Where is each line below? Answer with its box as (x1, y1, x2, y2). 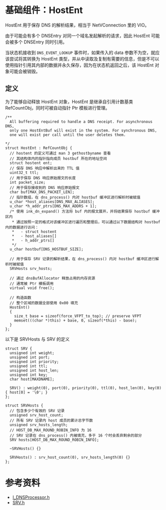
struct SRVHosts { (5, 403, 43, 408)
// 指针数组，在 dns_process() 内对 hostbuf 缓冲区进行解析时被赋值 (9, 194, 141, 200)
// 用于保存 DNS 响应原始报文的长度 (9, 175, 76, 180)
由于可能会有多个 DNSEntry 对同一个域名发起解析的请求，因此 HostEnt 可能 (5, 32, 161, 38)
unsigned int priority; (9, 359, 59, 364)
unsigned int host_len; (9, 368, 59, 373)
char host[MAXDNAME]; (9, 376, 55, 381)
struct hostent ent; (9, 160, 52, 165)
